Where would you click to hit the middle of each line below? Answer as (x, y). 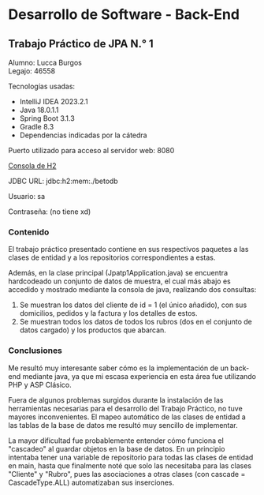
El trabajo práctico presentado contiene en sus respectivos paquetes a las (128, 249)
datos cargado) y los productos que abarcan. (93, 330)
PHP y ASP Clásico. (40, 384)
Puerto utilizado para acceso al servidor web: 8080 (91, 150)
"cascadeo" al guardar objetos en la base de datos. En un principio (117, 448)
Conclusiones (35, 351)
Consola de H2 (32, 166)
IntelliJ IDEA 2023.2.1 (54, 101)
